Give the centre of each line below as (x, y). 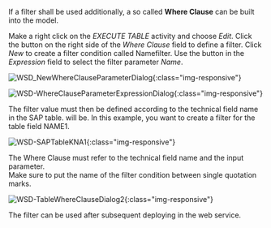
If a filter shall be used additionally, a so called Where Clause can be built (131, 12)
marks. (20, 183)
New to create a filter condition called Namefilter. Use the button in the (127, 53)
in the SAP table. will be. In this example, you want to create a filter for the (132, 118)
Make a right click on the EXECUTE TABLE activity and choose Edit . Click (130, 36)
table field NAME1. (39, 126)
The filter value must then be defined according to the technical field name (133, 109)
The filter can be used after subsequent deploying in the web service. (125, 215)
